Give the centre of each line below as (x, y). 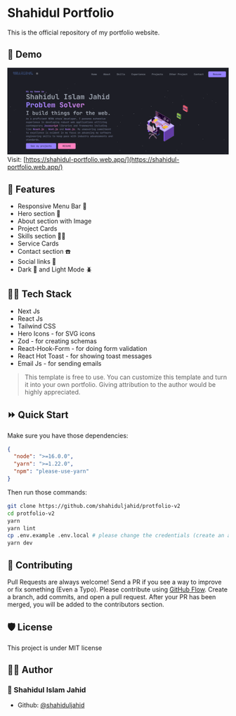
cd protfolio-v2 (31, 513)
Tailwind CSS (37, 326)
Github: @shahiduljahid (51, 705)
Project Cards (37, 228)
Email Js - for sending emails (59, 363)
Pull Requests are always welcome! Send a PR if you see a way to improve (114, 582)
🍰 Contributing (40, 565)
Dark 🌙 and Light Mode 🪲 (55, 269)
